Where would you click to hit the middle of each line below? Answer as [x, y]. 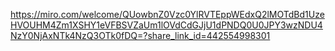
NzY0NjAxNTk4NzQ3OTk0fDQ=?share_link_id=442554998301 [140, 35]
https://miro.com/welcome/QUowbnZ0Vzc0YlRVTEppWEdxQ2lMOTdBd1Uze [167, 14]
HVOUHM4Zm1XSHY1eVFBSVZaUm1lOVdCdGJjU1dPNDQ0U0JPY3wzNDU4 [166, 25]
